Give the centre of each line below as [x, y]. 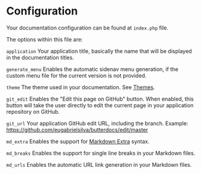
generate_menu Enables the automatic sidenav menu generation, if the [92, 69]
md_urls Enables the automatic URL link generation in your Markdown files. [99, 164]
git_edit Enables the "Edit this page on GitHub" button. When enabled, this [100, 99]
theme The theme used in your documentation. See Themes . [81, 87]
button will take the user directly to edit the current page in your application [100, 105]
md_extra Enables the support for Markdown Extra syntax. [78, 141]
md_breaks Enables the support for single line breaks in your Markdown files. [101, 153]
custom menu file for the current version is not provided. [76, 75]
